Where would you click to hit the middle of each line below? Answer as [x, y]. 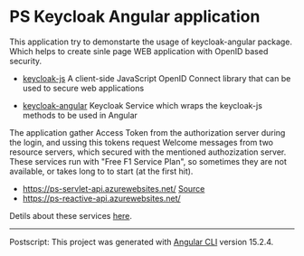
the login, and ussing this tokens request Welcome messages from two [142, 142]
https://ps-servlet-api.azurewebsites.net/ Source [114, 188]
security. [26, 61]
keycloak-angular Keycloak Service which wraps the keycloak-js [142, 105]
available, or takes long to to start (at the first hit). [101, 171]
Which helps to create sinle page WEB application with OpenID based [139, 51]
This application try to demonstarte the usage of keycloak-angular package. [151, 42]
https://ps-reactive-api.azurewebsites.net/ [101, 198]
